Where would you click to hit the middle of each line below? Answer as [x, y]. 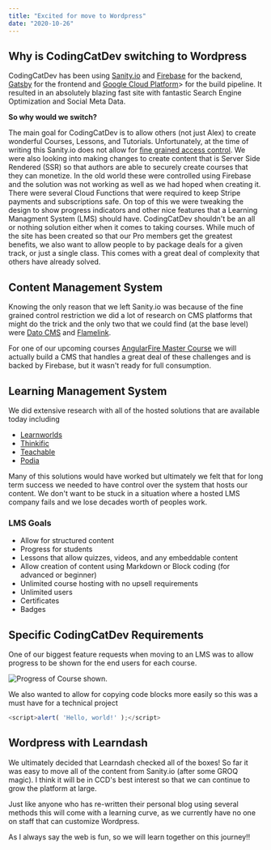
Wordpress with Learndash [78, 743]
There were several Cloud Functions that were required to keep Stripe [125, 193]
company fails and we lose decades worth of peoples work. [108, 502]
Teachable [38, 452]
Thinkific [35, 443]
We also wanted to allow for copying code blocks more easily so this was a [133, 695]
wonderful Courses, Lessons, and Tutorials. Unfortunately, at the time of [129, 142]
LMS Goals [30, 523]
